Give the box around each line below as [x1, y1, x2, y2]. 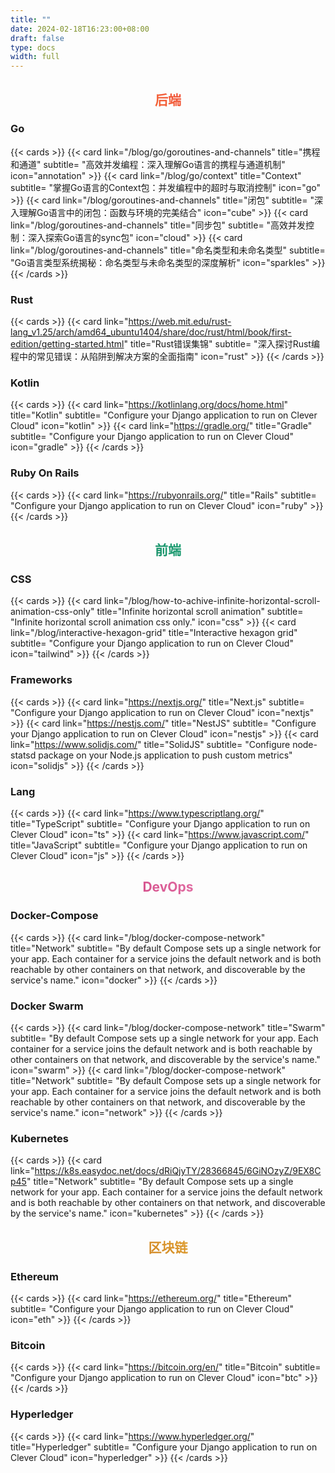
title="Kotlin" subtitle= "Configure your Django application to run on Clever [10, 409, 318, 421]
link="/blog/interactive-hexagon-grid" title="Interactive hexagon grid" [10, 627, 298, 639]
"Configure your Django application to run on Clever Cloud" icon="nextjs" [10, 706, 315, 718]
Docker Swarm [10, 999, 84, 1013]
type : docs [10, 42, 56, 53]
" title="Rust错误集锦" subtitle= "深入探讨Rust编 [123, 338, 320, 350]
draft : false [10, 33, 65, 43]
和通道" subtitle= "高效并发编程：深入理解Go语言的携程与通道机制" [10, 158, 286, 170]
